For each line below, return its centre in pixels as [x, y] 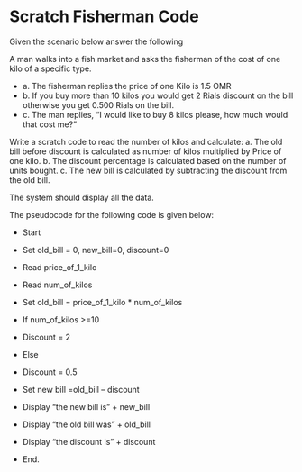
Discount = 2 [46, 337]
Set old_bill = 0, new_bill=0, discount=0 [96, 250]
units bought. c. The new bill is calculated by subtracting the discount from [148, 170]
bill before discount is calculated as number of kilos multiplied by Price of [146, 151]
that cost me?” [50, 124]
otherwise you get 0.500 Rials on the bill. [98, 104]
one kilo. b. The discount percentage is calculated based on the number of [148, 160]
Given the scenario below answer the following [96, 41]
